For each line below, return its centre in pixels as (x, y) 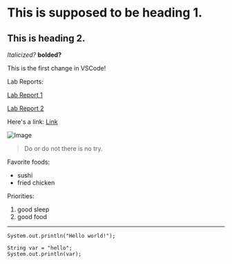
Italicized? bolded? (35, 55)
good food (32, 217)
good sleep (33, 209)
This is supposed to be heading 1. (105, 13)
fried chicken (36, 182)
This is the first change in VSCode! (57, 68)
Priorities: (21, 196)
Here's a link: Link (32, 122)
